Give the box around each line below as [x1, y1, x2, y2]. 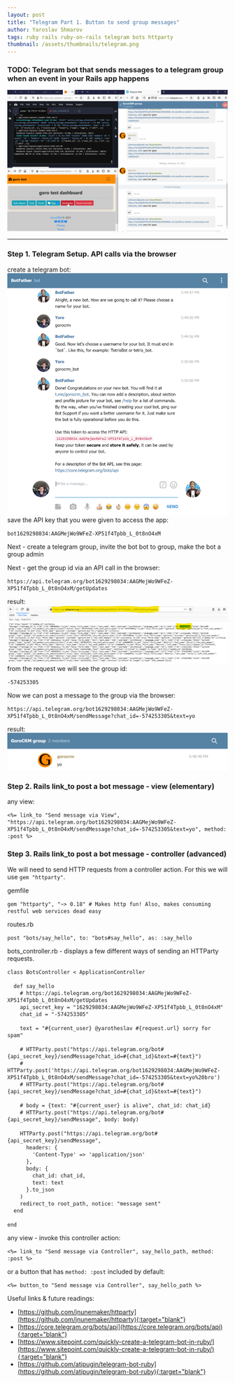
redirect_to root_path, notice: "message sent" [20, 1200, 161, 1207]
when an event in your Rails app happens [7, 74, 150, 83]
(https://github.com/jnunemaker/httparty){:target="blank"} [17, 1315, 186, 1323]
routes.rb [7, 920, 34, 928]
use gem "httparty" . [7, 872, 66, 881]
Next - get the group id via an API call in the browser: [7, 563, 160, 572]
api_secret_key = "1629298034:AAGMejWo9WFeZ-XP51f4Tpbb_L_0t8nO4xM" [20, 1003, 224, 1010]
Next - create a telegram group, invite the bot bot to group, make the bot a [7, 542, 222, 551]
